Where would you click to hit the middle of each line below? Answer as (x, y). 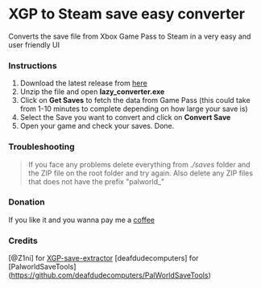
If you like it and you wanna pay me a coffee (82, 220)
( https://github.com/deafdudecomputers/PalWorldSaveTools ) (110, 275)
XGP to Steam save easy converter (127, 14)
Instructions (33, 65)
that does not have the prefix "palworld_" (96, 181)
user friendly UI (34, 44)
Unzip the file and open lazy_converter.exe (92, 92)
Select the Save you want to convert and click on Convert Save (125, 117)
